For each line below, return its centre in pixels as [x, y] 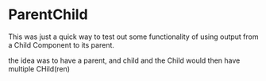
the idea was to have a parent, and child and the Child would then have [124, 60]
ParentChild [48, 15]
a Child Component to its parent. [62, 44]
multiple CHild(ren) [39, 68]
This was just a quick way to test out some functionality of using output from [133, 37]
